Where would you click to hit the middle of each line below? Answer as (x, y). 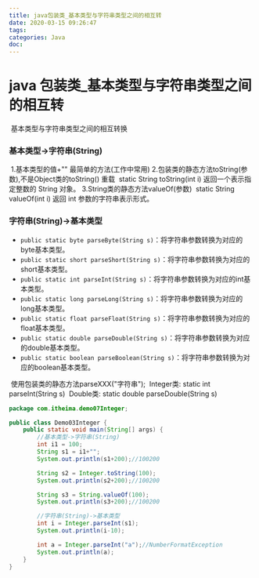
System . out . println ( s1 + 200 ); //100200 (98, 459)
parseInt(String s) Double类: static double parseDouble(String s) (113, 394)
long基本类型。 (45, 308)
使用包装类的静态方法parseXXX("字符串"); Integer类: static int (110, 384)
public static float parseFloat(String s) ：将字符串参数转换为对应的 (135, 318)
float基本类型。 (45, 328)
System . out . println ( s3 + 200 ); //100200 (98, 502)
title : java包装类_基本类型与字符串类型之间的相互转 (85, 15)
